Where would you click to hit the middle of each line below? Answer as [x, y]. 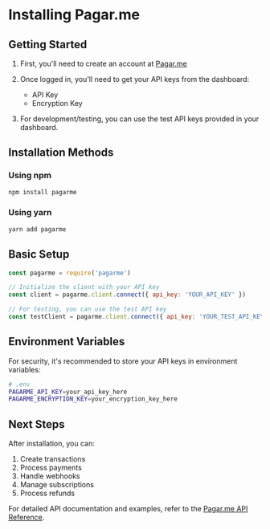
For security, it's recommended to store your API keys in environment [123, 361]
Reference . [27, 517]
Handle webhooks [50, 476]
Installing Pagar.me [74, 15]
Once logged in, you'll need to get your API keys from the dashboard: [135, 79]
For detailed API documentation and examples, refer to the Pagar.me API [128, 509]
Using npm [30, 176]
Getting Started [48, 45]
